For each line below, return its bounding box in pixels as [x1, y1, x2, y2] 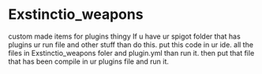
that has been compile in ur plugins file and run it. [8, 57, 170, 66]
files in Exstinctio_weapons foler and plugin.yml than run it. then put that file [8, 48, 255, 57]
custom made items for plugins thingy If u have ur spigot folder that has [8, 31, 241, 41]
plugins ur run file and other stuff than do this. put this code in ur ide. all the [8, 39, 254, 49]
